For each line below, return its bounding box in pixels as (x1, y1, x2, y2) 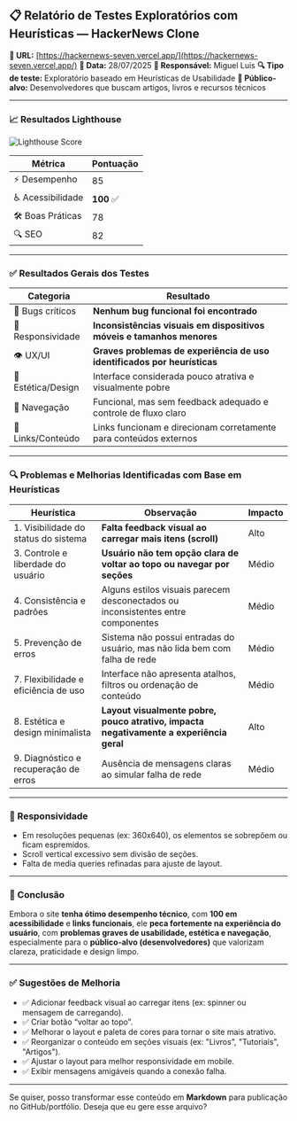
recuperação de (13, 762, 80, 775)
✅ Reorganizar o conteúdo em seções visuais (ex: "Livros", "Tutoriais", (21, 1036, 279, 1047)
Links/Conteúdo (13, 432, 80, 445)
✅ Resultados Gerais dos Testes (9, 268, 150, 280)
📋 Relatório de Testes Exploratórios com (9, 8, 239, 23)
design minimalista (13, 726, 91, 738)
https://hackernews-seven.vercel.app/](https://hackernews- (38, 50, 258, 60)
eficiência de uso (13, 684, 86, 697)
